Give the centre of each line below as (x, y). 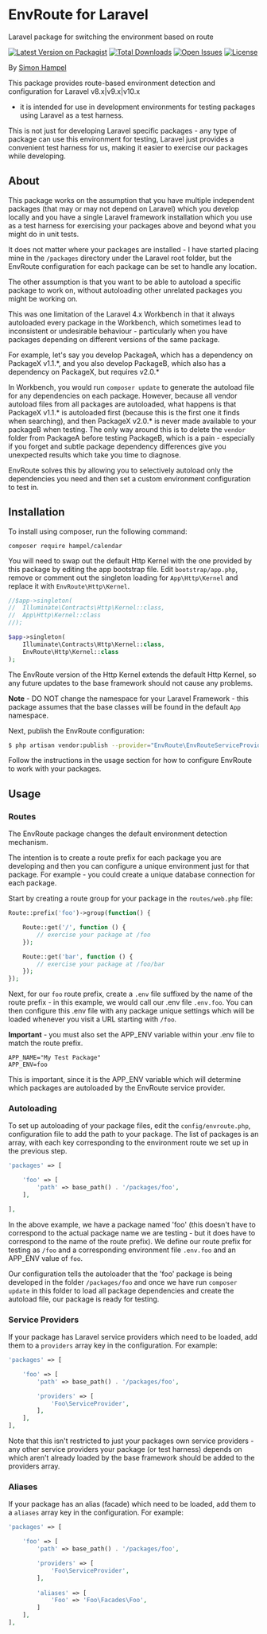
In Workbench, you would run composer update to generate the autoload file (131, 387)
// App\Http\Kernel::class (55, 615)
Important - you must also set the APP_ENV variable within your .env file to (132, 1035)
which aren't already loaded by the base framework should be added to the (132, 1458)
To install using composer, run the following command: (98, 531)
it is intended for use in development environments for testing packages (137, 107)
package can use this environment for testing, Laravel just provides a (121, 139)
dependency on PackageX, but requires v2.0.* (84, 372)
